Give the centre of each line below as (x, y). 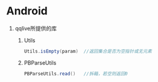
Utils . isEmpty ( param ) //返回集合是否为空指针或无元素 (88, 51)
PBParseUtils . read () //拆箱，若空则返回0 (76, 74)
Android (27, 11)
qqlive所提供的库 (36, 28)
